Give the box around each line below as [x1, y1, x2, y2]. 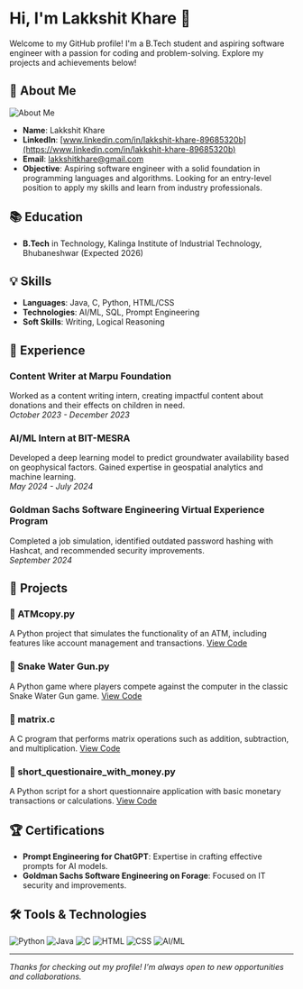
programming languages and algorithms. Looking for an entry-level [22, 172, 272, 183]
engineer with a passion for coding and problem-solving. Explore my [9, 47, 264, 58]
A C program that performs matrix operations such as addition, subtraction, [9, 733, 289, 744]
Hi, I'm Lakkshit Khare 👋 [9, 8, 191, 29]
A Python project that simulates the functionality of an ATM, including [9, 628, 268, 639]
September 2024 [9, 554, 72, 565]
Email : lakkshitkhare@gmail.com [22, 153, 144, 164]
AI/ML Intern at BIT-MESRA [9, 432, 131, 444]
